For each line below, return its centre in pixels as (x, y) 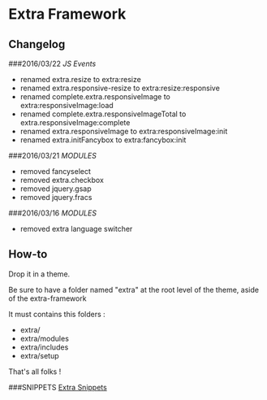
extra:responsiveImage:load (67, 105)
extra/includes (44, 347)
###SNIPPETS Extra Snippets (58, 387)
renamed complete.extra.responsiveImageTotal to (103, 114)
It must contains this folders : (57, 314)
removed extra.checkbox (62, 180)
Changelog (37, 44)
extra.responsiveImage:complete (75, 122)
